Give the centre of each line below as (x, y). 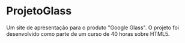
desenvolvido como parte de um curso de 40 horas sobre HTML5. (88, 33)
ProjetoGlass (39, 11)
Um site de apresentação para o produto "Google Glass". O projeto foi (92, 27)
